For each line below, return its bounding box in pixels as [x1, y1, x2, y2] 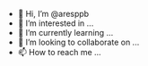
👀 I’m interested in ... [17, 18, 94, 29]
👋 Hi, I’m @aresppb [17, 9, 90, 19]
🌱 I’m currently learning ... [17, 28, 114, 37]
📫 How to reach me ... [17, 47, 101, 57]
